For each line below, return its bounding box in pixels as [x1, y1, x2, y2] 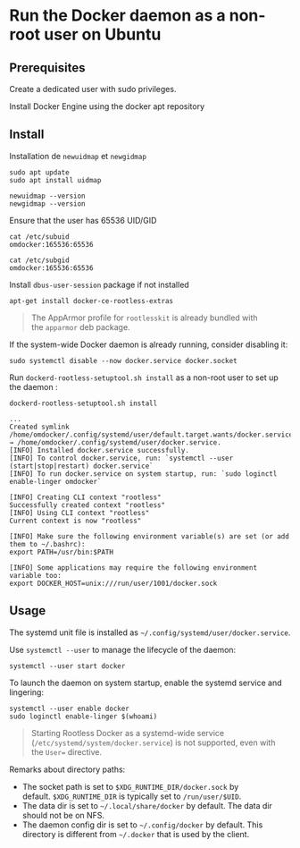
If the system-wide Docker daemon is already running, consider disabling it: [9, 339, 288, 350]
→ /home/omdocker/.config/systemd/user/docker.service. [9, 437, 221, 447]
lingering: [9, 686, 45, 698]
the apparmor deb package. [30, 321, 131, 332]
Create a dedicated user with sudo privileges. [9, 84, 177, 94]
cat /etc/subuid [9, 232, 70, 242]
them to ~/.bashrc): [9, 539, 87, 548]
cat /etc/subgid [9, 256, 70, 265]
